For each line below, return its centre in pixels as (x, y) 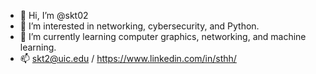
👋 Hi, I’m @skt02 (54, 15)
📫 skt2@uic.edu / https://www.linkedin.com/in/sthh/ (128, 58)
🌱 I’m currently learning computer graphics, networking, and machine (163, 36)
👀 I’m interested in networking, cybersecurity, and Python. (139, 26)
